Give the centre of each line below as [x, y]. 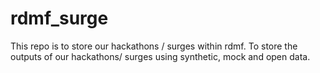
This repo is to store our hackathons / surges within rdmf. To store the [154, 46]
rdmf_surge [59, 18]
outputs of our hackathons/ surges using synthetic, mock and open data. [160, 56]
